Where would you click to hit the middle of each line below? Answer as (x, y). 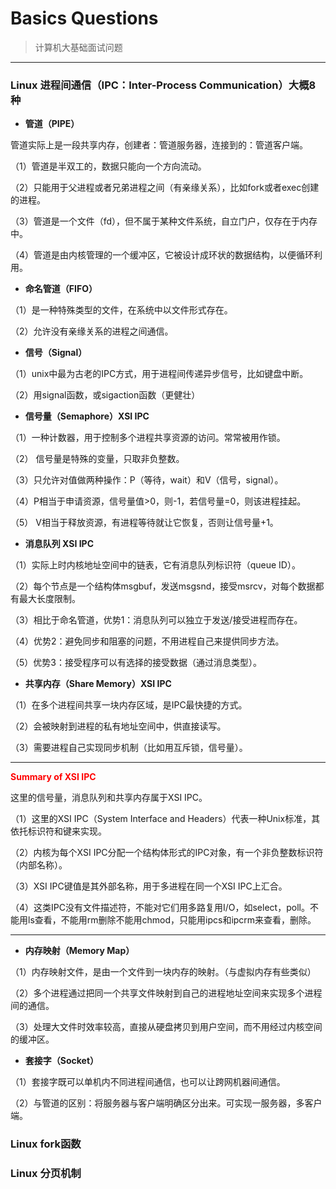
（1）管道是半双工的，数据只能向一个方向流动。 (108, 166)
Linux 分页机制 (46, 1174)
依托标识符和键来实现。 (58, 831)
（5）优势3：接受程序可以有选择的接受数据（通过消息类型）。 (136, 663)
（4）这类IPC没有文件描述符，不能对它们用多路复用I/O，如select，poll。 (160, 908)
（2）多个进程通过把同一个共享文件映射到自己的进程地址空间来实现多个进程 (166, 993)
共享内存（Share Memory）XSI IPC (98, 684)
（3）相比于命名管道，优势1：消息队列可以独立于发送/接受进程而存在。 (156, 620)
